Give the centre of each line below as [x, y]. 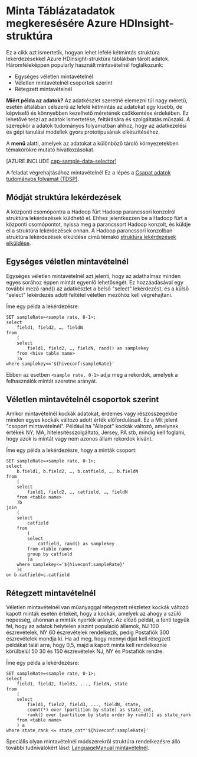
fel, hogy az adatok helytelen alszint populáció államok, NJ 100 [83, 626]
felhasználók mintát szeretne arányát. [52, 381]
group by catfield [50, 554]
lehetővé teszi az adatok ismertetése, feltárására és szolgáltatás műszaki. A [98, 119]
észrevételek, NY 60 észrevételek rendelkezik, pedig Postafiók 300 [88, 633]
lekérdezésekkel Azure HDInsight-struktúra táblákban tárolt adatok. [88, 59]
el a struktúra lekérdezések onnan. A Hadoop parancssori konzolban [89, 230]
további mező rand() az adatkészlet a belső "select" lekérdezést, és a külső [98, 289]
